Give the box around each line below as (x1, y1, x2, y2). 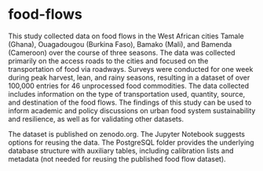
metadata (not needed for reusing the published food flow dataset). (8, 154, 226, 163)
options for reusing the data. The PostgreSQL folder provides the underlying (8, 137, 254, 147)
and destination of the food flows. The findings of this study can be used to (8, 98, 252, 107)
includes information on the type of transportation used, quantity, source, (8, 89, 246, 98)
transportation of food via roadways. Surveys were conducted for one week (8, 64, 254, 73)
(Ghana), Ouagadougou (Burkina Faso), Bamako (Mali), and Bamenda (8, 39, 232, 48)
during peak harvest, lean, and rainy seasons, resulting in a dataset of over (8, 73, 250, 82)
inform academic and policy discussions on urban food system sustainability (8, 105, 256, 115)
